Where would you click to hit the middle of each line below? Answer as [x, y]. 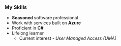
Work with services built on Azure [46, 23]
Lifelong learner [28, 33]
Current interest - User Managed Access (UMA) [68, 38]
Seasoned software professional [45, 18]
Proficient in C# [28, 28]
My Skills [16, 7]
